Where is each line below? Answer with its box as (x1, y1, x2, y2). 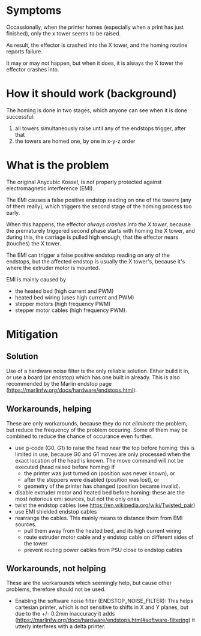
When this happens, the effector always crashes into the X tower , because (6, 220, 191, 228)
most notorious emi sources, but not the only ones (14, 495, 140, 502)
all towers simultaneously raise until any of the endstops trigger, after (14, 124, 186, 132)
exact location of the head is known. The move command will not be (14, 457, 184, 464)
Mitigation (6, 328, 58, 341)
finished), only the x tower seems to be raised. (6, 29, 121, 37)
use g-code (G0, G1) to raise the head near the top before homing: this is (14, 444, 195, 451)
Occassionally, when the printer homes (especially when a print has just (6, 23, 184, 31)
